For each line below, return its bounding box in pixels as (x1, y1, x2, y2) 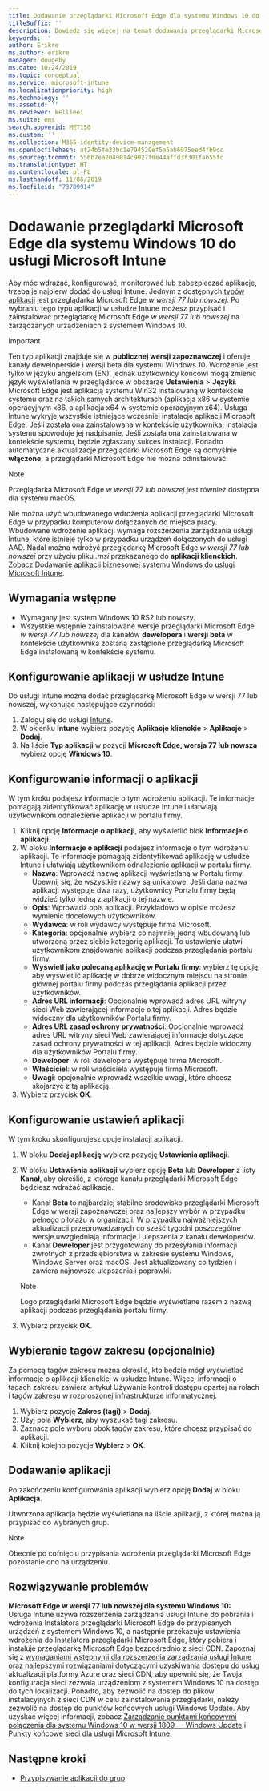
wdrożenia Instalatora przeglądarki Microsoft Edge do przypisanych (8, 1618, 232, 1628)
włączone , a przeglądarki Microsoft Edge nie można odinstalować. (8, 453, 228, 463)
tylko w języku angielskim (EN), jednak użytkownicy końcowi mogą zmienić (8, 368, 257, 378)
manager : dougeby (8, 57, 66, 65)
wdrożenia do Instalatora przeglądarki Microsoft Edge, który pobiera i (8, 1635, 237, 1645)
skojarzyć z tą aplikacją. (31, 1082, 111, 1091)
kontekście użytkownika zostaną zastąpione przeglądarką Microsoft (19, 638, 245, 648)
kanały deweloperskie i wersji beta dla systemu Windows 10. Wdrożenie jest (8, 359, 259, 369)
